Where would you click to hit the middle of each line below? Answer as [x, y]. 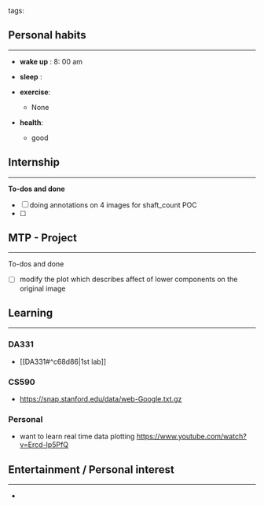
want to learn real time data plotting [77, 436]
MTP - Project [42, 238]
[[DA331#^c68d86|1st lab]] [63, 361]
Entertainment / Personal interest [91, 469]
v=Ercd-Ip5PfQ [44, 445]
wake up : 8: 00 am [51, 61]
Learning [31, 313]
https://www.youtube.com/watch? [192, 436]
